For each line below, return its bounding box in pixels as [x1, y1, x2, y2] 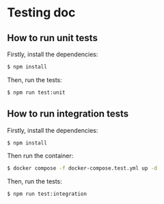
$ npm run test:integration [7, 190, 87, 198]
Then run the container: [7, 152, 74, 160]
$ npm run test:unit [7, 89, 66, 96]
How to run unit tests [7, 32, 98, 44]
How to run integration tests [7, 108, 128, 120]
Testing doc [7, 5, 76, 21]
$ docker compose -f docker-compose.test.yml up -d [7, 165, 157, 172]
